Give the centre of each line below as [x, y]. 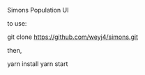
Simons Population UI [38, 10]
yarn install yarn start [38, 64]
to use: [17, 23]
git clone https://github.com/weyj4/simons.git [72, 37]
